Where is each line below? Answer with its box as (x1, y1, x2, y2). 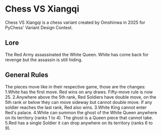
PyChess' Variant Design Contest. (5, 24, 73, 30)
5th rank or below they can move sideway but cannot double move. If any (5, 99, 152, 105)
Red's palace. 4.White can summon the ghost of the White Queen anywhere (5, 109, 157, 115)
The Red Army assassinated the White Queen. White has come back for (5, 51, 149, 57)
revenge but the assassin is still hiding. (5, 57, 83, 63)
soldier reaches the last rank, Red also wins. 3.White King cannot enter (5, 104, 147, 110)
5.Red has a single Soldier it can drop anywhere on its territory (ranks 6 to (5, 120, 153, 126)
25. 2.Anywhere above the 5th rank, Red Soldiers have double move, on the (5, 94, 157, 100)
